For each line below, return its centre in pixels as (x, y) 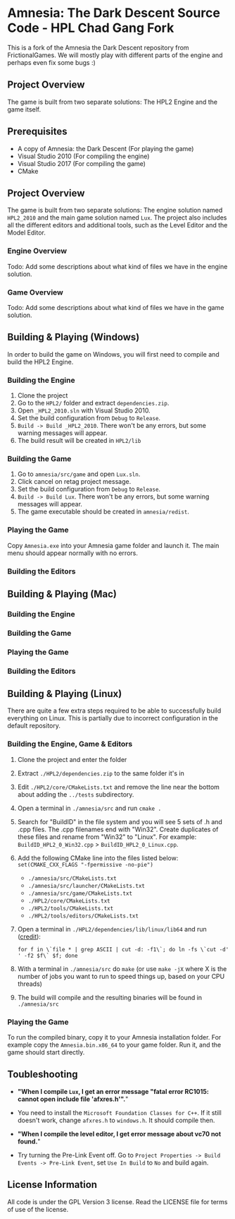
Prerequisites (37, 132)
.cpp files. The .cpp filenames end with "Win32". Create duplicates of (118, 829)
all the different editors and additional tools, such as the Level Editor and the (118, 225)
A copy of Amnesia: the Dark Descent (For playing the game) (106, 148)
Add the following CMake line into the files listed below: (98, 858)
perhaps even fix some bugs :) (52, 62)
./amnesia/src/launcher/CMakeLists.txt (87, 886)
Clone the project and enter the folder (72, 759)
